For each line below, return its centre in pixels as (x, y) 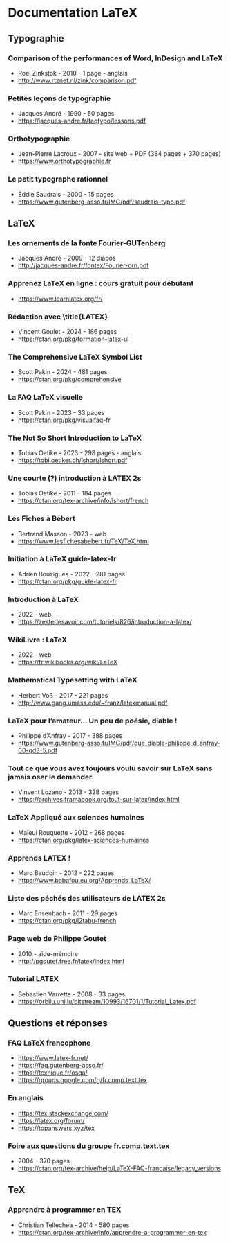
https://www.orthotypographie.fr (64, 161)
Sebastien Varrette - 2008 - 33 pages (71, 994)
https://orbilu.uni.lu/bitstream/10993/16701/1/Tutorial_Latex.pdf (107, 1001)
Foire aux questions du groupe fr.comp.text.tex (89, 1146)
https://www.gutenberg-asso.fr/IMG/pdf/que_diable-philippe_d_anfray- (119, 743)
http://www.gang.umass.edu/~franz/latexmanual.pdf (93, 703)
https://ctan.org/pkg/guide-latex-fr (67, 581)
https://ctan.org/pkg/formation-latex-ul (73, 339)
